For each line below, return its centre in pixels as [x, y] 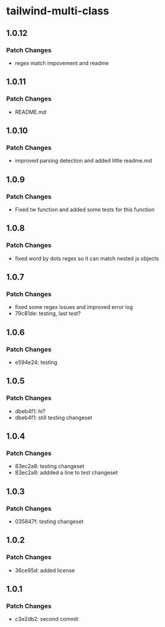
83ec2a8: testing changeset [50, 466]
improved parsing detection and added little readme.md [83, 161]
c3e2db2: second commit [47, 619]
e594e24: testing [36, 362]
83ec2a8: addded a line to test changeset [66, 473]
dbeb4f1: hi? [30, 411]
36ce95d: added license [45, 570]
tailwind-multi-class [58, 11]
